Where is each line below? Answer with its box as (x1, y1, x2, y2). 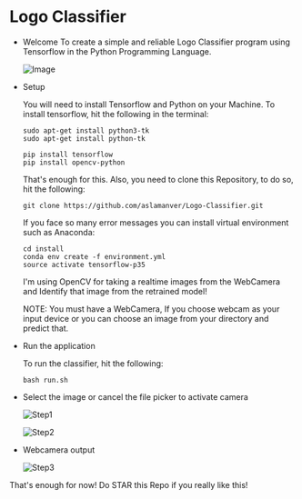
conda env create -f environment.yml (22, 252, 166, 261)
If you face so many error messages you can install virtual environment (22, 216, 289, 228)
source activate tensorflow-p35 (22, 260, 146, 269)
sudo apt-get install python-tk (22, 134, 146, 143)
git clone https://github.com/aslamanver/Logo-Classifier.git (22, 201, 264, 210)
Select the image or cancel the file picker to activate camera (22, 391, 248, 402)
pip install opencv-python (22, 157, 126, 167)
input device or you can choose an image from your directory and (22, 313, 269, 324)
